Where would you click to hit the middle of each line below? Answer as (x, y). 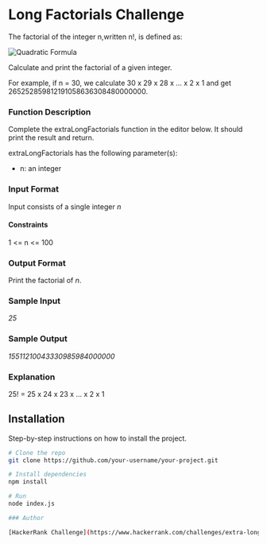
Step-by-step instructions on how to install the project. (97, 438)
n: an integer (41, 169)
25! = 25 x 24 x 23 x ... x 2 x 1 (56, 394)
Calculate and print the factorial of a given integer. (90, 67)
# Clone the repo (37, 453)
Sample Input (35, 301)
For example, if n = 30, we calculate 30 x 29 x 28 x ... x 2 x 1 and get (120, 83)
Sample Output (38, 339)
